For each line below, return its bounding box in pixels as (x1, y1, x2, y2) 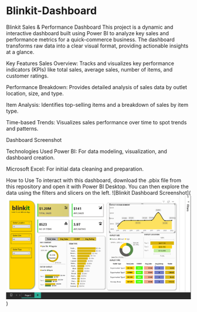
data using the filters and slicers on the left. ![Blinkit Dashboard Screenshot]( (6, 189, 191, 196)
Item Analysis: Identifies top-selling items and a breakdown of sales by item (6, 101, 189, 108)
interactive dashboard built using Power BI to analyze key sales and (6, 29, 169, 36)
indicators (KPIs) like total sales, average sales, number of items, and (6, 66, 173, 73)
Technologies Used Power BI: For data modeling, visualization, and (6, 148, 167, 155)
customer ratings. (6, 72, 49, 79)
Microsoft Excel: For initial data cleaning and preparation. (6, 165, 144, 172)
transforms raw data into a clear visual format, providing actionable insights (6, 42, 189, 49)
